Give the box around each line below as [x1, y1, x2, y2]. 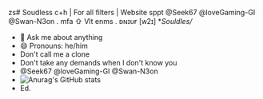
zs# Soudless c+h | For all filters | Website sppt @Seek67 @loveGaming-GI [8, 8, 256, 17]
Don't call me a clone [19, 49, 90, 59]
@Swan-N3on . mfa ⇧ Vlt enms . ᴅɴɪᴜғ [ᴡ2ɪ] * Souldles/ [8, 17, 193, 26]
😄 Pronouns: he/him [19, 41, 88, 50]
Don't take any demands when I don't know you [19, 58, 177, 67]
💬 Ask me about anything [19, 33, 103, 42]
